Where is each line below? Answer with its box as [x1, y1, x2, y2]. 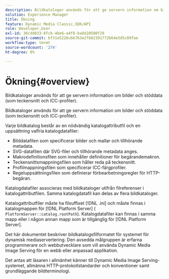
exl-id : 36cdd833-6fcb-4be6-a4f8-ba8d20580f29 [5, 31, 105, 36]
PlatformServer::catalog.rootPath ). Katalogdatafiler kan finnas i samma [5, 211, 156, 217]
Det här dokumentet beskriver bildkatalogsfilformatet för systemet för [5, 232, 149, 238]
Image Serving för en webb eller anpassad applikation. [5, 248, 118, 254]
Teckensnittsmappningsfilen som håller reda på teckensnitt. [12, 159, 136, 165]
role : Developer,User [5, 26, 51, 31]
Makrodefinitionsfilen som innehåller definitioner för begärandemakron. [12, 154, 161, 160]
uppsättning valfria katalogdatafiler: [5, 128, 79, 134]
